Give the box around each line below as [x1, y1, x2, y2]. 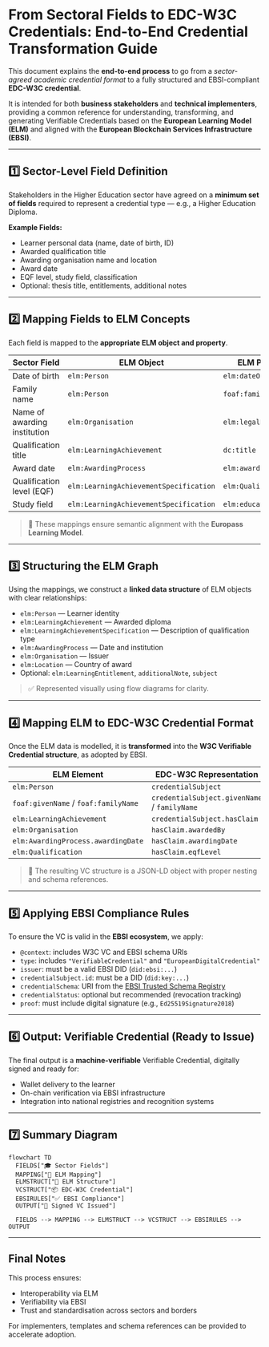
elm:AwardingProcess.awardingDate [12, 836, 144, 846]
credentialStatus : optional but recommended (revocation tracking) [19, 990, 242, 999]
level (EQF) [12, 485, 54, 496]
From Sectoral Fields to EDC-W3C [8, 6, 238, 24]
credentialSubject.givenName [151, 794, 263, 803]
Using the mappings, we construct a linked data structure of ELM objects [8, 585, 252, 594]
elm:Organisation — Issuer [19, 651, 110, 661]
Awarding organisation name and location [19, 255, 158, 265]
